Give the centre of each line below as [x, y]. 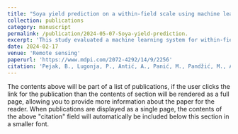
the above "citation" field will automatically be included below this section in [118, 116]
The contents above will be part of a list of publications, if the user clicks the [119, 86]
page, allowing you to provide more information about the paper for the [111, 101]
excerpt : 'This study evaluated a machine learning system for [103, 40]
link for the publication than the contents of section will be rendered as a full [118, 94]
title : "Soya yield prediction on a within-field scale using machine [114, 14]
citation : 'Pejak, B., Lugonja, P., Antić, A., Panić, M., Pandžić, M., [117, 66]
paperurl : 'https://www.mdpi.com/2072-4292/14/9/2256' [90, 60]
